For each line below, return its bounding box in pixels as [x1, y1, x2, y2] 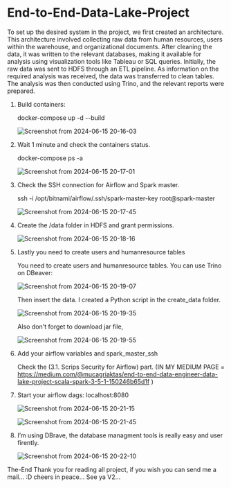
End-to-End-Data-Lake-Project [7, 5, 190, 21]
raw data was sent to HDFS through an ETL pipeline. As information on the [7, 64, 219, 73]
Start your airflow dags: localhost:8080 [17, 390, 129, 399]
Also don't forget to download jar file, [17, 322, 124, 331]
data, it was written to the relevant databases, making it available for [7, 50, 202, 58]
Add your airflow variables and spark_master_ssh [17, 349, 158, 358]
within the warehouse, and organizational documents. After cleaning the [7, 42, 212, 51]
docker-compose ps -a [17, 154, 83, 162]
